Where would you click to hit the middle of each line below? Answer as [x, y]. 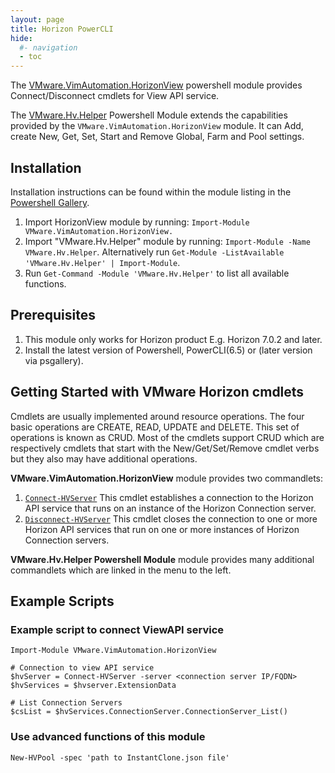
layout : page [37, 19]
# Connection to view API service [82, 668]
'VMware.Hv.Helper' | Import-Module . [102, 262]
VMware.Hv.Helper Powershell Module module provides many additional [162, 559]
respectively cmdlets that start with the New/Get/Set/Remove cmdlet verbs [165, 448]
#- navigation [48, 47]
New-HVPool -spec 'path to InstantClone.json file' [120, 757]
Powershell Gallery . [50, 202]
